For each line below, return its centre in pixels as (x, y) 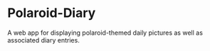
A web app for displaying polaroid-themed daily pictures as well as (105, 33)
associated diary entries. (43, 40)
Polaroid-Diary (52, 13)
